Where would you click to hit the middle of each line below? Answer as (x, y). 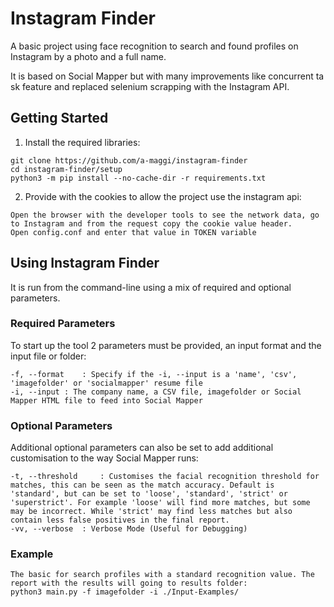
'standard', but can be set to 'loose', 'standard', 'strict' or (149, 494)
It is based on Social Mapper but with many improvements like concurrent (162, 76)
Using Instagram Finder (85, 263)
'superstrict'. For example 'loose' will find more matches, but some (160, 503)
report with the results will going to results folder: (129, 583)
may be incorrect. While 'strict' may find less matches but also (151, 512)
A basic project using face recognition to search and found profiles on (154, 46)
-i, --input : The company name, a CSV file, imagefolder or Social (156, 392)
